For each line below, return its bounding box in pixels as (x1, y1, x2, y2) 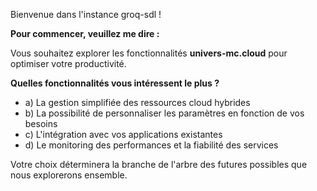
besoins (24, 118, 58, 129)
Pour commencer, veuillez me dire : (10, 28, 160, 39)
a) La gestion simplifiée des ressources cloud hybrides (24, 97, 251, 108)
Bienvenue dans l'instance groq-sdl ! (10, 9, 162, 20)
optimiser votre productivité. (10, 58, 127, 69)
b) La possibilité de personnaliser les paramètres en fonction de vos (24, 107, 305, 119)
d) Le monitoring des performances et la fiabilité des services (24, 139, 279, 151)
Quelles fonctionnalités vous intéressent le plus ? (10, 77, 220, 89)
